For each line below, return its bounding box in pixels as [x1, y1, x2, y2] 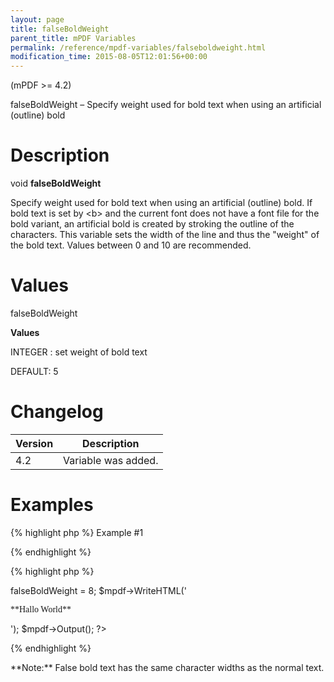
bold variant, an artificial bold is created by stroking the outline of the [10, 218, 295, 230]
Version [15, 436, 54, 450]
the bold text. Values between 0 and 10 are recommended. [10, 239, 252, 251]
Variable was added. [63, 453, 159, 467]
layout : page [10, 14, 65, 25]
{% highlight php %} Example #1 [10, 526, 144, 538]
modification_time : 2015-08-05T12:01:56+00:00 [10, 52, 208, 62]
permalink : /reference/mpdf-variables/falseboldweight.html [10, 42, 267, 53]
